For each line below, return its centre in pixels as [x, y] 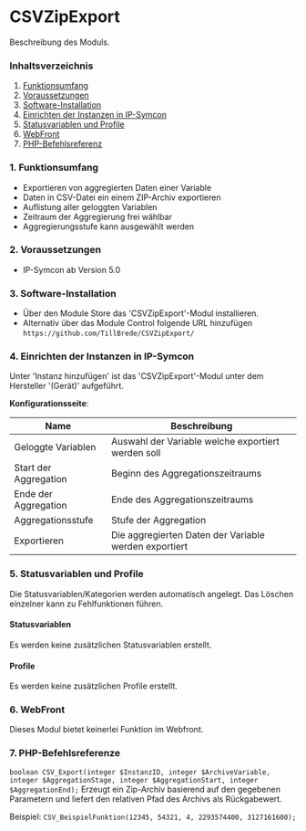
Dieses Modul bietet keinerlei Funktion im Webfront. [107, 730]
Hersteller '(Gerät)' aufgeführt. [67, 386]
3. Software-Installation [63, 293]
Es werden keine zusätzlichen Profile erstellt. [93, 686]
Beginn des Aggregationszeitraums [186, 474]
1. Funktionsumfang [54, 168]
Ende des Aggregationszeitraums [182, 500]
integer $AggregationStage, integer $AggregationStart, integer [134, 780]
